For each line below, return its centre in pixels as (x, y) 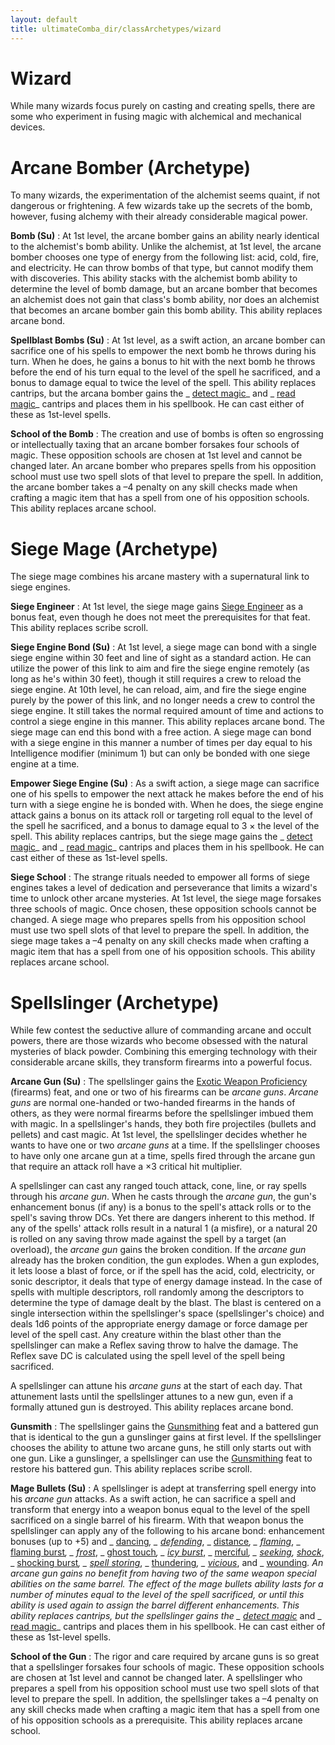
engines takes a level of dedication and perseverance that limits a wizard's (164, 888)
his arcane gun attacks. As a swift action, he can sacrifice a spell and (153, 1499)
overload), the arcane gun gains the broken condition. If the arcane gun (158, 1250)
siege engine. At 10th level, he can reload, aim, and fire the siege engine (158, 690)
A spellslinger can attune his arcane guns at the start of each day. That (156, 1386)
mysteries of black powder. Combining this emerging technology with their (164, 1052)
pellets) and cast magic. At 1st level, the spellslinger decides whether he (159, 1135)
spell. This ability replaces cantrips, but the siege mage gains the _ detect (161, 837)
